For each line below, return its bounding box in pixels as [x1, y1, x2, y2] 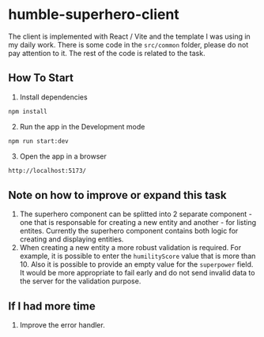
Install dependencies [19, 92, 89, 102]
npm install [8, 107, 47, 115]
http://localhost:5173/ [8, 167, 87, 174]
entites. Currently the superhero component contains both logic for [19, 227, 239, 236]
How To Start [8, 71, 74, 84]
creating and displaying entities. [19, 234, 124, 244]
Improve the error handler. [19, 320, 105, 329]
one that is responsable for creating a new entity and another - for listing [19, 218, 257, 227]
